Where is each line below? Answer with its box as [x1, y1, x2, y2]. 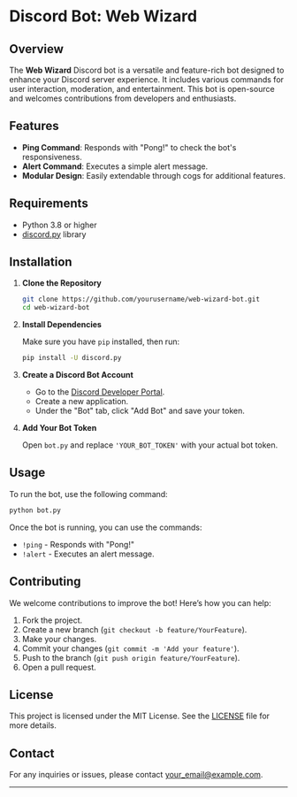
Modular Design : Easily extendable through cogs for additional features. [21, 170, 286, 180]
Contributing [9, 574, 81, 589]
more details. [9, 720, 57, 731]
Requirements [9, 196, 88, 211]
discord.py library [21, 228, 87, 240]
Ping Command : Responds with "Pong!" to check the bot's [21, 142, 237, 152]
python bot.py [9, 506, 62, 515]
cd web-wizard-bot [21, 303, 90, 312]
